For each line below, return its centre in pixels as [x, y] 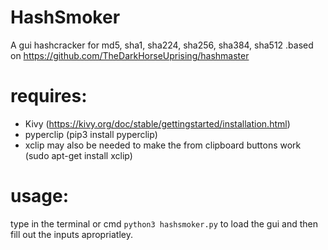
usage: [40, 196]
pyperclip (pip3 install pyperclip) [91, 134]
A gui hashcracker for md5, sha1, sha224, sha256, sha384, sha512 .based [162, 45]
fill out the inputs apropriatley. [71, 234]
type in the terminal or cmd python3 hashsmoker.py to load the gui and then [164, 223]
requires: [49, 96]
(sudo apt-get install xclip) [78, 155]
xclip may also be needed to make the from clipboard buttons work [163, 145]
